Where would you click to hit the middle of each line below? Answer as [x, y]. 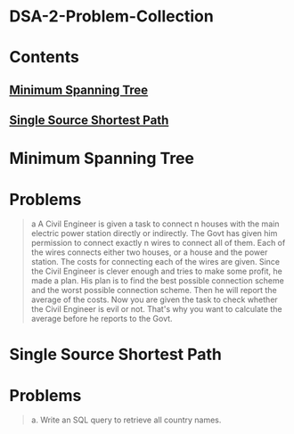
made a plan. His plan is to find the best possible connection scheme [158, 281]
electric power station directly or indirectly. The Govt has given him [154, 233]
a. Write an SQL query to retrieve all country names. [126, 420]
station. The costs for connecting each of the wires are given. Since [155, 262]
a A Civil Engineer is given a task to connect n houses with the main [155, 224]
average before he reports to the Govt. [102, 319]
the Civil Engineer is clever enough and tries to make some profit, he [156, 271]
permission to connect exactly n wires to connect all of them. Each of [158, 243]
